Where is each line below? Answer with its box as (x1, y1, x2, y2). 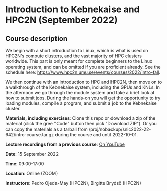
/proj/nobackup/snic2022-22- (88, 126, 151, 132)
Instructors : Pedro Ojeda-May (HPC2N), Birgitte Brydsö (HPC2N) (5, 180, 141, 186)
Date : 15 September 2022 (5, 151, 59, 157)
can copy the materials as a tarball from (5, 126, 88, 132)
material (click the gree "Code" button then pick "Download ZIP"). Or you (5, 121, 157, 126)
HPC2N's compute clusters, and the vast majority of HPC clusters (5, 53, 142, 59)
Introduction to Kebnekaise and (5, 4, 140, 15)
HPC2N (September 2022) (5, 14, 118, 26)
